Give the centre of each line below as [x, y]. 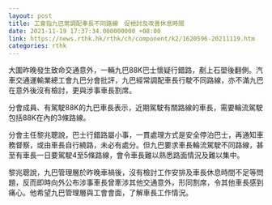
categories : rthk [38, 46]
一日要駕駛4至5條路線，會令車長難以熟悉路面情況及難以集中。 [140, 156]
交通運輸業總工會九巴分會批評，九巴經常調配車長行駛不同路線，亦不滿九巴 [139, 80]
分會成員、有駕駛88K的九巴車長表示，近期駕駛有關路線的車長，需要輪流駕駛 [136, 108]
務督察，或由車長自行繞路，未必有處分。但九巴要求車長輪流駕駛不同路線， [132, 145]
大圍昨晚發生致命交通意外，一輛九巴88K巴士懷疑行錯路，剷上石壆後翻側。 [132, 70]
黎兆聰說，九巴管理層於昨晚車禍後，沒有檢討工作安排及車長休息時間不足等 [132, 173]
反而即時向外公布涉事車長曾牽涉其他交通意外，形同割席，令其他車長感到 [143, 182]
